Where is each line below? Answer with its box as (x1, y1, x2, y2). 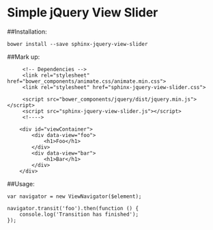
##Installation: (7, 27, 47, 36)
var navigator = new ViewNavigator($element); (7, 193, 142, 200)
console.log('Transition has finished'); (19, 211, 139, 218)
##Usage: (7, 179, 35, 188)
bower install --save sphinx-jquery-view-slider (7, 40, 148, 47)
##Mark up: (7, 53, 40, 61)
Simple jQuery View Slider (7, 5, 158, 21)
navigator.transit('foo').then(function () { (7, 205, 139, 212)
